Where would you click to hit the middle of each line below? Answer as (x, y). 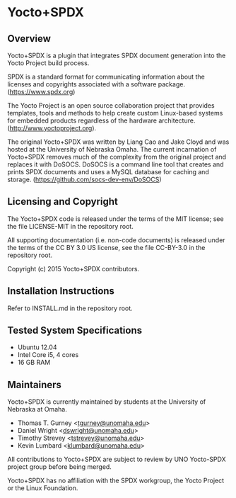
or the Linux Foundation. (43, 488)
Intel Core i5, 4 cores (48, 355)
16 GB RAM (34, 363)
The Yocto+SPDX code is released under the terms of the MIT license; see (116, 219)
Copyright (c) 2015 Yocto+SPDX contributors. (73, 268)
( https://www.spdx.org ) (41, 92)
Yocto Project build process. (48, 63)
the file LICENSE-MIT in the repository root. (71, 226)
